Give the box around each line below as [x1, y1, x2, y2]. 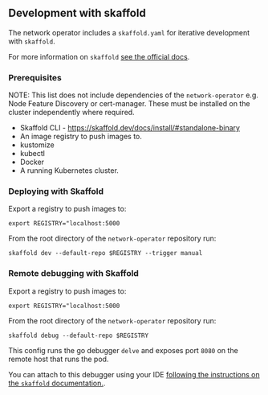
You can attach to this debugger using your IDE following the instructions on [8, 369, 260, 379]
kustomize [19, 140, 55, 150]
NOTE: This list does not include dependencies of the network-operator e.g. [8, 90, 259, 100]
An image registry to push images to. [19, 132, 143, 142]
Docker [19, 157, 45, 167]
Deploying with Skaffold [8, 186, 104, 197]
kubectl [19, 149, 46, 158]
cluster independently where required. [8, 108, 135, 117]
